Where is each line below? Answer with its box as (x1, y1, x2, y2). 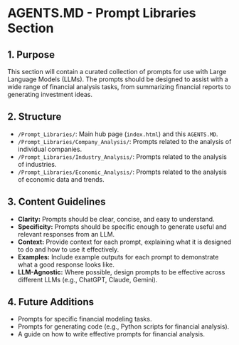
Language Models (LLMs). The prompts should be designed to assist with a (7, 75, 229, 83)
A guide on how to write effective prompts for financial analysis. (17, 330, 205, 339)
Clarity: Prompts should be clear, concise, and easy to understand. (17, 215, 215, 223)
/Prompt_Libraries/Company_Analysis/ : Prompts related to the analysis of (17, 137, 232, 145)
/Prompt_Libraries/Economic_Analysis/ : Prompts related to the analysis (17, 168, 228, 176)
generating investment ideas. (7, 91, 93, 98)
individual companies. (17, 145, 83, 153)
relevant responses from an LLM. (17, 230, 115, 238)
